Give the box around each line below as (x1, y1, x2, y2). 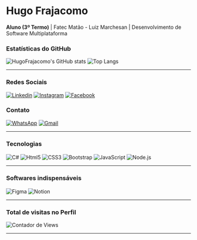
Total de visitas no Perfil (6, 208, 76, 216)
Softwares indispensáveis (6, 174, 82, 182)
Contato (6, 106, 30, 114)
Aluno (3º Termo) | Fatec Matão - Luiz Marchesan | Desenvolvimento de (6, 24, 182, 31)
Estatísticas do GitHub (6, 44, 72, 52)
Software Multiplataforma (6, 29, 67, 36)
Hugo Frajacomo (6, 4, 89, 18)
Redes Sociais (6, 78, 47, 86)
